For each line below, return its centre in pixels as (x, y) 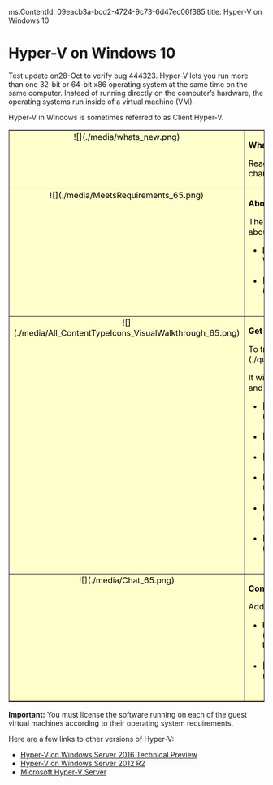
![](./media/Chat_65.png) (126, 580)
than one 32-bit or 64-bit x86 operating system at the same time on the (128, 84)
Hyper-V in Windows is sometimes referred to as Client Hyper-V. (116, 117)
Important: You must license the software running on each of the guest (128, 714)
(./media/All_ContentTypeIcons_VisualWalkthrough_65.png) (127, 332)
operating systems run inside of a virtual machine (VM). (102, 102)
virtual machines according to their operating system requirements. (121, 723)
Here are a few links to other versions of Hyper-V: (91, 739)
